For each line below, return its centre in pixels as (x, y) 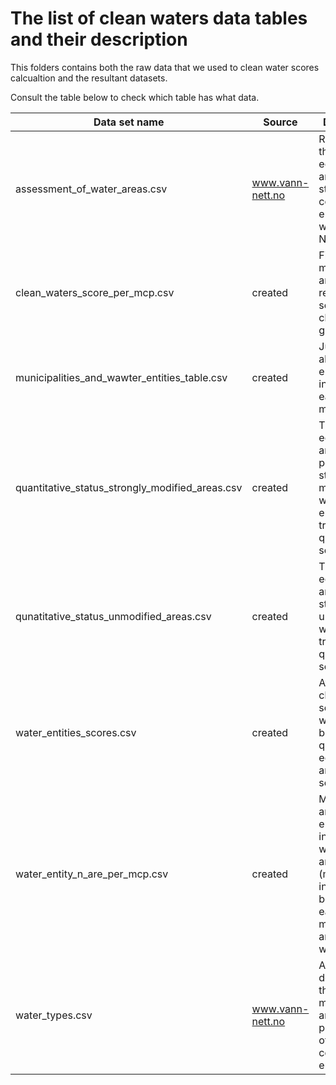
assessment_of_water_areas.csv (91, 189)
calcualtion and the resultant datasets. (89, 78)
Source (280, 122)
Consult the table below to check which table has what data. (135, 97)
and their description (99, 39)
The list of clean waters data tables (159, 18)
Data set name (129, 122)
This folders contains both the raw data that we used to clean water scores (165, 67)
